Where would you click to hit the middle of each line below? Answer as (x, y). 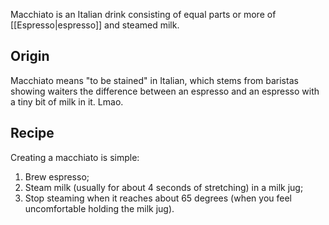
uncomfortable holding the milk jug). (99, 208)
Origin (30, 56)
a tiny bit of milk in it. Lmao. (67, 101)
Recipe (32, 133)
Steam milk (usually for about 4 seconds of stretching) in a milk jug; (164, 187)
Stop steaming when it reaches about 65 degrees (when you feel (158, 198)
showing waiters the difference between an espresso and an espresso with (165, 91)
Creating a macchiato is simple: (75, 157)
